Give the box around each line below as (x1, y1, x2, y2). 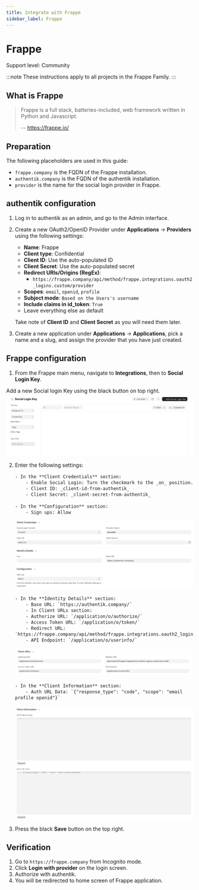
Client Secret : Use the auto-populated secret (23, 262, 135, 270)
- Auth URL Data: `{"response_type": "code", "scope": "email (26, 689, 183, 695)
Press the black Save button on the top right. (14, 825, 125, 832)
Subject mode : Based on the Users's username (23, 294, 140, 301)
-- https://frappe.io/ (20, 124, 70, 131)
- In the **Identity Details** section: (14, 595, 116, 602)
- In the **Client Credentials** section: (14, 474, 122, 480)
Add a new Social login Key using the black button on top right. (6, 387, 160, 394)
